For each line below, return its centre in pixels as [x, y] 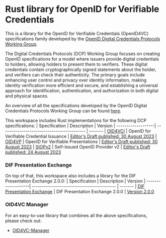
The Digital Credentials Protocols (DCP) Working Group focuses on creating [83, 54]
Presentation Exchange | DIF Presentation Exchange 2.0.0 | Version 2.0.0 [80, 192]
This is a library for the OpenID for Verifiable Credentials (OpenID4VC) [77, 33]
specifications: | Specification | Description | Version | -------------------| [81, 126]
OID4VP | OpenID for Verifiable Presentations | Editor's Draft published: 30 [82, 141]
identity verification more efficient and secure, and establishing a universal [82, 85]
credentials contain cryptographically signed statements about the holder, [81, 69]
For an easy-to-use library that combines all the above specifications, [76, 215]
